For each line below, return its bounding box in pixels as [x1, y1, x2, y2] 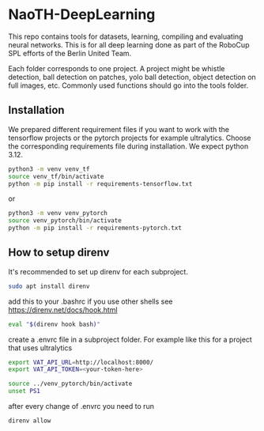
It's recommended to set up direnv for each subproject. [8, 267, 188, 276]
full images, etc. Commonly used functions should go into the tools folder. [8, 81, 249, 90]
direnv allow [8, 417, 51, 425]
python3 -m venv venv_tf [8, 164, 90, 173]
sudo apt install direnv [8, 282, 90, 290]
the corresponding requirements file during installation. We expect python [8, 141, 249, 151]
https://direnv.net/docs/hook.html [8, 304, 118, 314]
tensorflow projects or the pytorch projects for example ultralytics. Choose [8, 133, 251, 142]
